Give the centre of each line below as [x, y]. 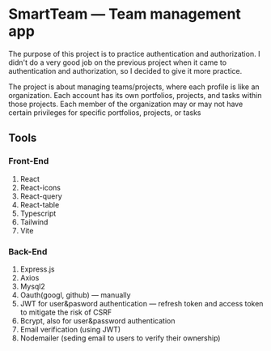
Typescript [38, 213]
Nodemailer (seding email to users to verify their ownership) [120, 338]
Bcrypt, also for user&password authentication [97, 320]
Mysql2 [33, 286]
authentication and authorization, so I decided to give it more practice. [125, 71]
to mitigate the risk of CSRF [66, 312]
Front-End [29, 161]
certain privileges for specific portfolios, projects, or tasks [105, 112]
